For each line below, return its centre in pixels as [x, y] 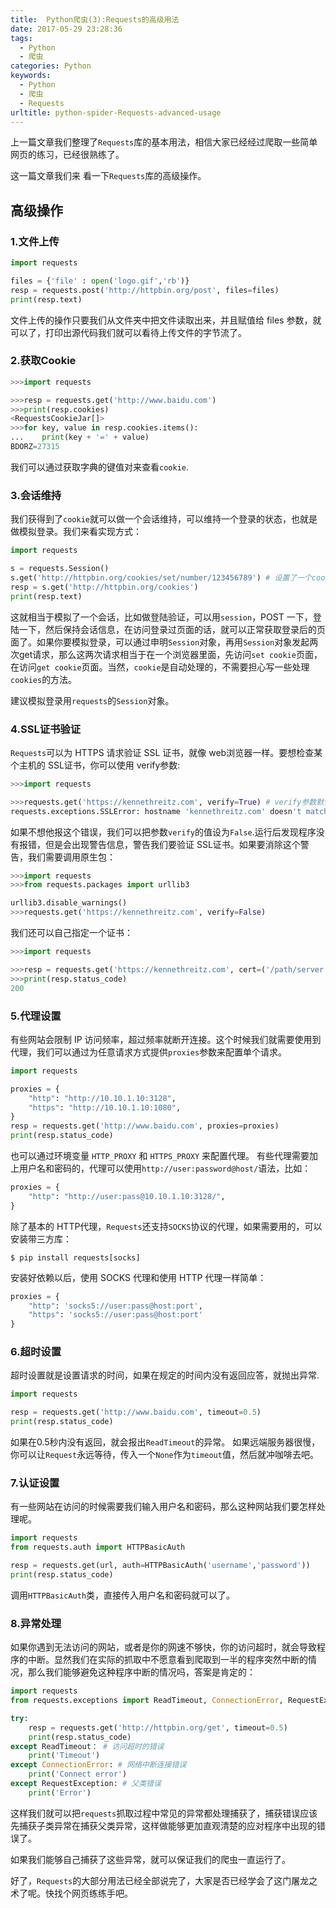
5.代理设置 [36, 1016]
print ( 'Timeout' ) [64, 1756]
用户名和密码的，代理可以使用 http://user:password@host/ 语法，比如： [165, 1168]
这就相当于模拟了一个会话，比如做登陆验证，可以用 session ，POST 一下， [161, 617]
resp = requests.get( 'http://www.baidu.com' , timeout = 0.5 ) [136, 1412]
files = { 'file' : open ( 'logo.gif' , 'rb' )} [100, 281]
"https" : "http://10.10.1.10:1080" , [105, 1107]
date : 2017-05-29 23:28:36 [66, 29]
